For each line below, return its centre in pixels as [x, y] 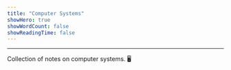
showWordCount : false [38, 26]
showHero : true [29, 20]
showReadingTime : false [41, 33]
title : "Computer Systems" [46, 13]
